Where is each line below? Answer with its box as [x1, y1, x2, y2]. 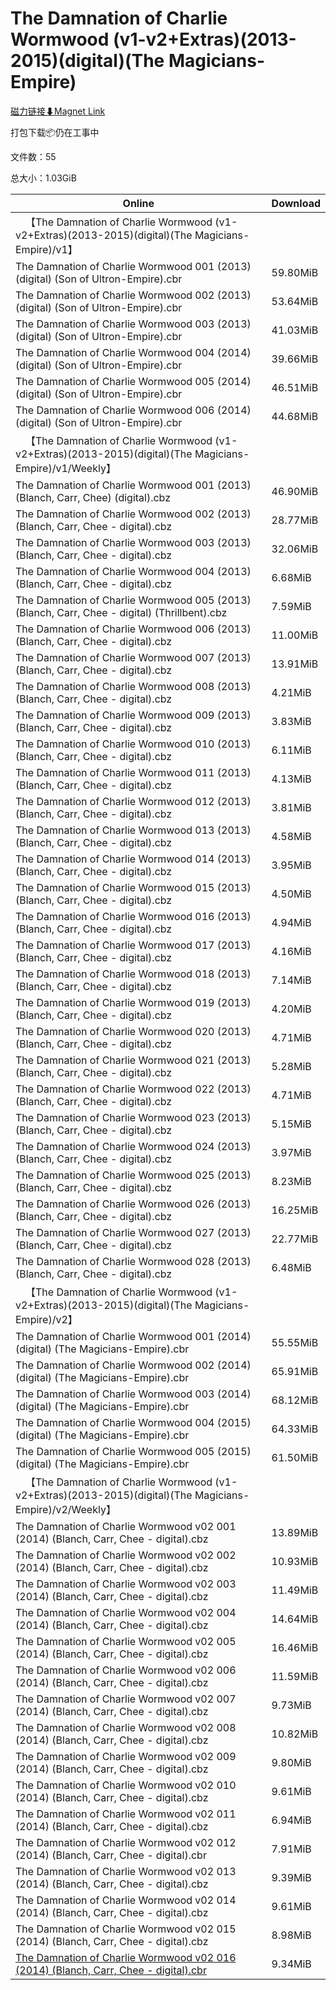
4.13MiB [271, 772, 312, 786]
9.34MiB [271, 1957, 312, 1971]
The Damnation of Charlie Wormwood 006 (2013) [15, 622, 252, 636]
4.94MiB [271, 915, 312, 929]
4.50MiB [271, 887, 312, 901]
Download [271, 196, 321, 210]
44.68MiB [271, 409, 319, 423]
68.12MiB [271, 1393, 319, 1407]
